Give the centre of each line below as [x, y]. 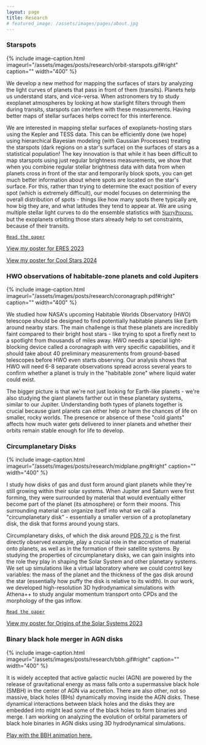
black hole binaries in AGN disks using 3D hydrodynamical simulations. [96, 723]
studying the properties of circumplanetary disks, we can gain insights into [101, 555]
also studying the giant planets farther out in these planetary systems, [95, 398]
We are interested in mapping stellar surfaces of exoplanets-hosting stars [99, 128]
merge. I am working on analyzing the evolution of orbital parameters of [97, 716]
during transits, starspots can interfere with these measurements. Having [99, 109]
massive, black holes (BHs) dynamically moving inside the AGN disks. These [103, 697]
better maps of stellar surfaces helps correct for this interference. [89, 116]
